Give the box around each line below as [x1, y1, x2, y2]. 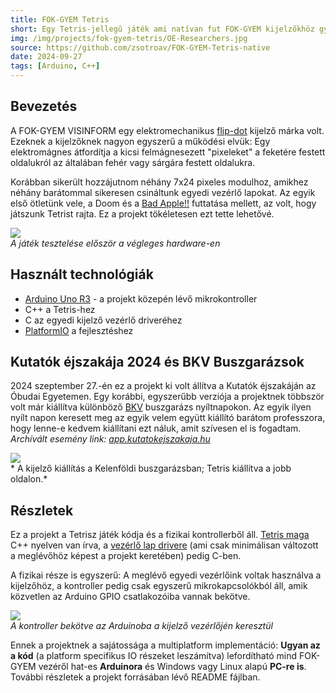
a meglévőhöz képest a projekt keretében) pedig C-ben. [10, 550, 242, 562]
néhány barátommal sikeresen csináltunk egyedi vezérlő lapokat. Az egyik [10, 186, 316, 198]
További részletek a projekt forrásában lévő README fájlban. [10, 671, 261, 683]
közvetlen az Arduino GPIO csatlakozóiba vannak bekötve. [10, 591, 251, 603]
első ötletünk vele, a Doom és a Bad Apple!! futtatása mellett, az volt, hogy [10, 197, 317, 209]
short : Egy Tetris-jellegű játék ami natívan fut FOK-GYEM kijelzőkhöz [10, 24, 315, 34]
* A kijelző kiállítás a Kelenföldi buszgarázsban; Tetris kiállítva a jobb [10, 462, 292, 475]
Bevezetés [10, 98, 78, 115]
